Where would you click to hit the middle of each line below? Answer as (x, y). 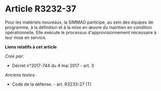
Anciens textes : (21, 75)
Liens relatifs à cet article (31, 47)
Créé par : (15, 56)
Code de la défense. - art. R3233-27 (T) (52, 84)
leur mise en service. (26, 38)
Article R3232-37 (41, 9)
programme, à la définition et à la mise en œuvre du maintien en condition (79, 27)
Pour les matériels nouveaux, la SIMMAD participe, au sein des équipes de (79, 22)
